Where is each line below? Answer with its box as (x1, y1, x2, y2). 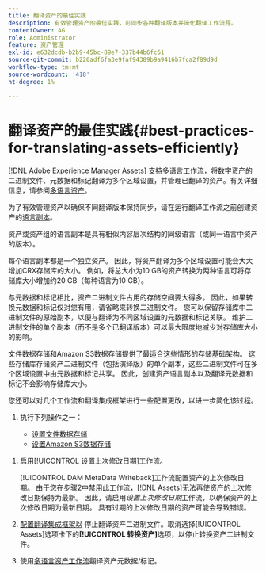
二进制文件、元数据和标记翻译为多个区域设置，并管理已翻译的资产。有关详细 (8, 176, 258, 185)
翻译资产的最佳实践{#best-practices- (8, 121, 255, 139)
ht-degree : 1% (8, 78, 55, 86)
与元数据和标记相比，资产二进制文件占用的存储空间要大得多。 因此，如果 (8, 292, 246, 302)
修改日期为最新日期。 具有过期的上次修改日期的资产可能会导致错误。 (26, 502, 251, 512)
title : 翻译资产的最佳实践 (8, 11, 87, 20)
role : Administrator (8, 33, 77, 42)
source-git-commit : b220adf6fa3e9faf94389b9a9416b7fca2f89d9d (8, 56, 218, 64)
